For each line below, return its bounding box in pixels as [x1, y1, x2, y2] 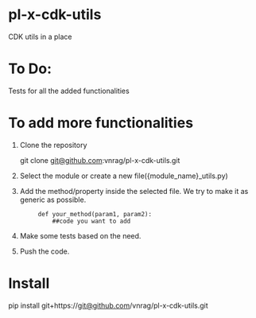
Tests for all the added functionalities [8, 86, 130, 95]
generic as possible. [19, 195, 87, 204]
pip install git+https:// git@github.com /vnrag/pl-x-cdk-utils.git [8, 301, 208, 310]
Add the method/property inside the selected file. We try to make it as [19, 186, 249, 196]
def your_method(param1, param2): [37, 210, 153, 218]
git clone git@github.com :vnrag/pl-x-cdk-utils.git [19, 155, 180, 165]
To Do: [8, 60, 52, 78]
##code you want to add [52, 217, 131, 225]
